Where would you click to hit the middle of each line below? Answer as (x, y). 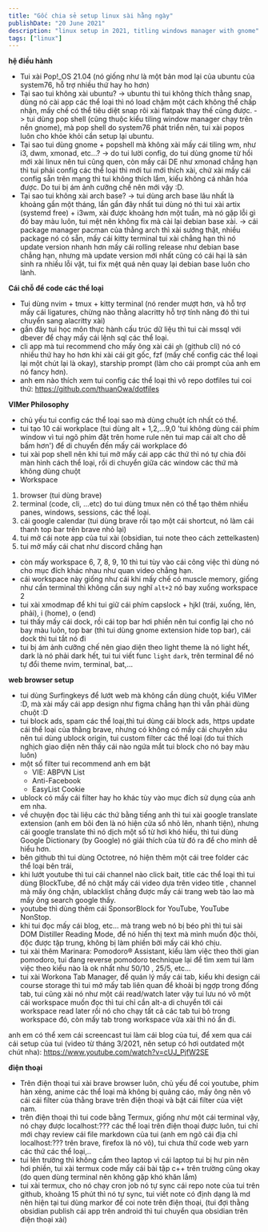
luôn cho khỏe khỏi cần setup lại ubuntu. (87, 136)
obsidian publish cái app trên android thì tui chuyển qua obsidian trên (134, 1211)
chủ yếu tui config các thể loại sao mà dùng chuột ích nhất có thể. (129, 420)
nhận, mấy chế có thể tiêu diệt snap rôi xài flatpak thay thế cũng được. (136, 111)
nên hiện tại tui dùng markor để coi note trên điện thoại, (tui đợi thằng (134, 1203)
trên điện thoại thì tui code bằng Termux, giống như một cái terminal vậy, (140, 1117)
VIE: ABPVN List (58, 772)
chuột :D (34, 713)
